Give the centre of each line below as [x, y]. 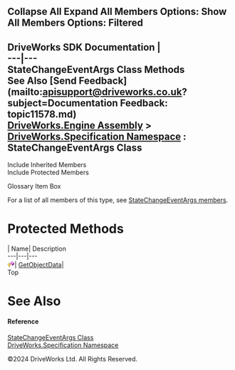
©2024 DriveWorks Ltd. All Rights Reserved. [72, 359]
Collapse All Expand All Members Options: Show [117, 12]
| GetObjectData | [39, 265]
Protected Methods [66, 229]
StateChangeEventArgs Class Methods [96, 70]
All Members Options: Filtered [75, 23]
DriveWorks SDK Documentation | [84, 47]
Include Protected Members [48, 172]
